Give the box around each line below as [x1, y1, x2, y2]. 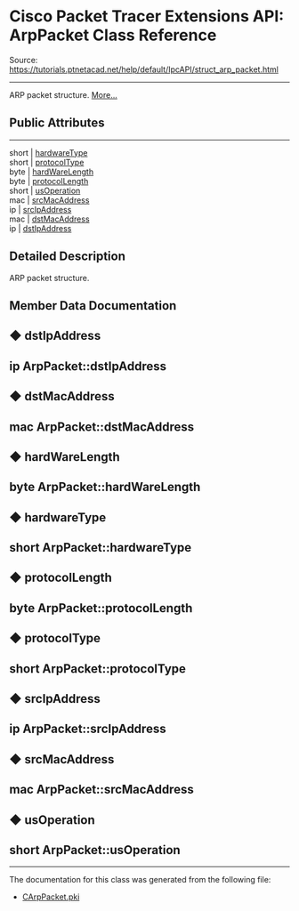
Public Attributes [9, 116, 105, 131]
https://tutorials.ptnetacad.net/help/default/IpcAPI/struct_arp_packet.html [9, 64, 279, 75]
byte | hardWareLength [9, 166, 94, 177]
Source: [9, 54, 38, 65]
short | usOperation [9, 185, 81, 196]
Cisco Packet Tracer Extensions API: [9, 6, 285, 27]
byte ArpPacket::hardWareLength [9, 480, 201, 495]
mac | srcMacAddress [9, 194, 90, 206]
